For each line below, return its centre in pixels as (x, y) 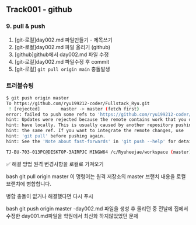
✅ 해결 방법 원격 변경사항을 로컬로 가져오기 (55, 164)
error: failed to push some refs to (50, 114)
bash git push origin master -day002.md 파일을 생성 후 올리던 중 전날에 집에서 (97, 208)
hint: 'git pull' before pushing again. (56, 136)
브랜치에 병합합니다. (29, 184)
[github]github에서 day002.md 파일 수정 (62, 54)
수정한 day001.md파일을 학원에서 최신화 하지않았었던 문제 (72, 216)
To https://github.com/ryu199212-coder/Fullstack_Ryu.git (78, 103)
